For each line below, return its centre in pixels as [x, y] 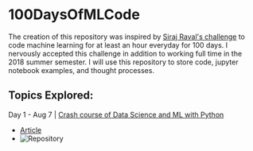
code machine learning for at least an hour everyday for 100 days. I [118, 45]
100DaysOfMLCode [74, 15]
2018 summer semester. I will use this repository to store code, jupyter [123, 62]
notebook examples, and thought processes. [82, 70]
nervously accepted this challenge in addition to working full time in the [125, 53]
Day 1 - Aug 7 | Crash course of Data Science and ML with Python [116, 114]
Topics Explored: [51, 96]
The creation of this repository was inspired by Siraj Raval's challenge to [127, 37]
